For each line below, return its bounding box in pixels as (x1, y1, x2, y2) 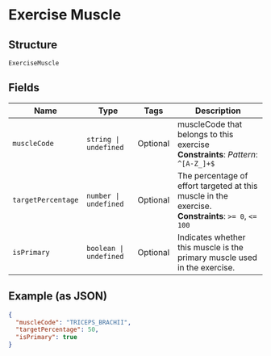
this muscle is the (177, 241, 244, 253)
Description (194, 105, 241, 116)
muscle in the (177, 190, 228, 201)
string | (85, 135, 120, 144)
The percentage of (177, 170, 248, 181)
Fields (8, 81, 40, 94)
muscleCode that (177, 119, 243, 130)
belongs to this (177, 128, 234, 140)
